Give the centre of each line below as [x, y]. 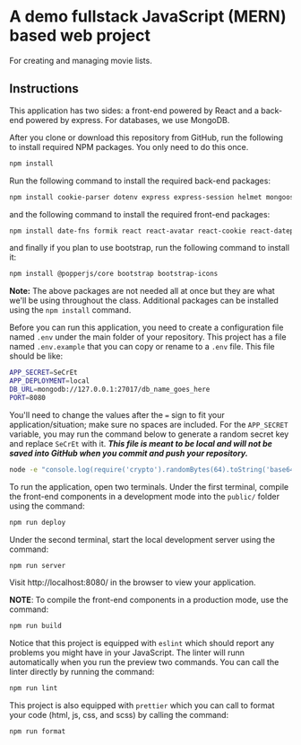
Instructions [44, 89]
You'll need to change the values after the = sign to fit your [117, 414]
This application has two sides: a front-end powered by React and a [134, 111]
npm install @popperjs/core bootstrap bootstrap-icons [114, 274]
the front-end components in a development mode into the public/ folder [145, 496]
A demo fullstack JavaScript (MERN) [148, 17]
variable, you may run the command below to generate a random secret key [149, 434]
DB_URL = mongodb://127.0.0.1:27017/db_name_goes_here [110, 389]
